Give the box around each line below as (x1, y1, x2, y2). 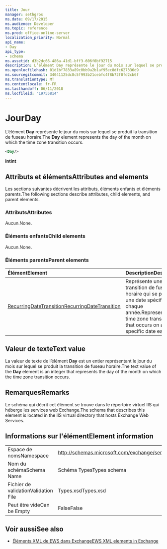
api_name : (5, 40, 26, 45)
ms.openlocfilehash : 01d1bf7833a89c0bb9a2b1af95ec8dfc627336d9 (5, 68, 139, 73)
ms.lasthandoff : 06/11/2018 (5, 86, 64, 91)
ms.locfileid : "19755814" (5, 91, 59, 96)
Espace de (7, 446, 32, 453)
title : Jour (5, 7, 30, 12)
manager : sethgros (5, 12, 43, 17)
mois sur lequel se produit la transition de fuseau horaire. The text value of (5, 363, 157, 369)
